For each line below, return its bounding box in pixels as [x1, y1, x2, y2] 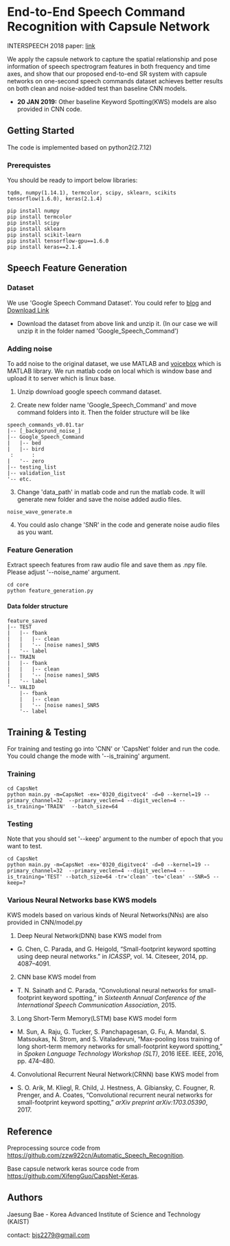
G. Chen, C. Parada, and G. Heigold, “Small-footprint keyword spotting [16, 945, 216, 953]
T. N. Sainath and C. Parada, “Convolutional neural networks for [16, 986, 198, 994]
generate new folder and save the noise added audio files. [16, 496, 182, 504]
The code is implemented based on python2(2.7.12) [7, 143, 152, 152]
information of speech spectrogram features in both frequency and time [7, 62, 211, 70]
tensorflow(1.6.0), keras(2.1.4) [7, 196, 103, 203]
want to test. [7, 841, 43, 850]
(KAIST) [7, 1217, 30, 1225]
